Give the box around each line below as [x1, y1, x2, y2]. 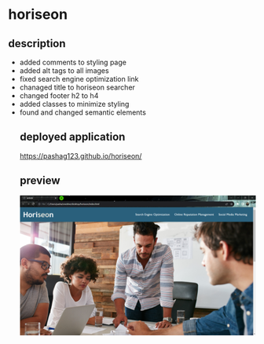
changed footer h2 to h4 [19, 91, 99, 100]
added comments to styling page [19, 57, 127, 67]
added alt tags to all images [19, 66, 109, 75]
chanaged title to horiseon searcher [19, 82, 136, 92]
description [8, 37, 66, 50]
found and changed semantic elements [19, 108, 147, 117]
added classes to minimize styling [19, 100, 130, 108]
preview [19, 174, 60, 188]
